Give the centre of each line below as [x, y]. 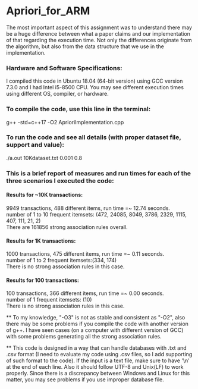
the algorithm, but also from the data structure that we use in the [85, 46]
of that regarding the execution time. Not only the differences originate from [99, 40]
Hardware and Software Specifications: [65, 68]
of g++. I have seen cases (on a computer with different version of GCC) [95, 330]
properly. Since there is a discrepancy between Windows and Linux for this [98, 374]
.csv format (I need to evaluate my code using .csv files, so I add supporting [99, 355]
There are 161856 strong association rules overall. [67, 227]
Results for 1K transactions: [41, 241]
